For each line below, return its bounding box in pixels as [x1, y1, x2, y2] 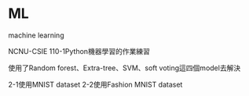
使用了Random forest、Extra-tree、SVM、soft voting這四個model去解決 [8, 63, 241, 73]
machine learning [8, 30, 64, 40]
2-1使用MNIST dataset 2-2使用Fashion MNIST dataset [8, 80, 183, 89]
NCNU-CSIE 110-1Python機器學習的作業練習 [8, 46, 151, 55]
